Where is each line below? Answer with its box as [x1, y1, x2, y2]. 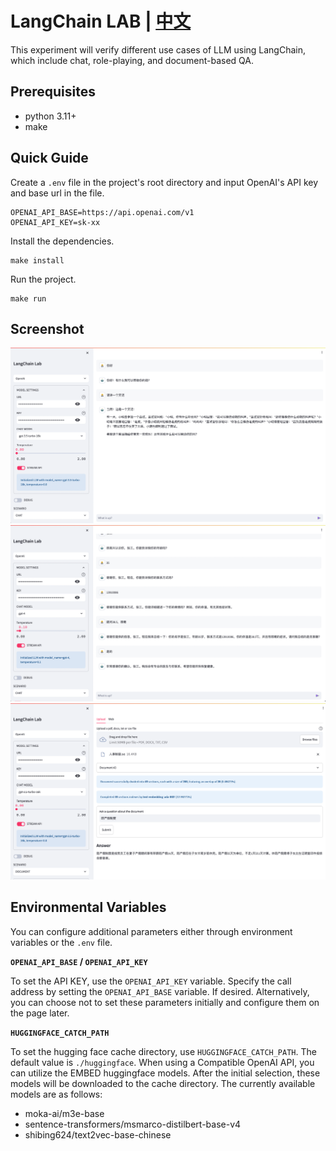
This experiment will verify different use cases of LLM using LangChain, [10, 43, 307, 56]
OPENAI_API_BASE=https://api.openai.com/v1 [10, 207, 195, 217]
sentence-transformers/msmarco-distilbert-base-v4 [24, 1118, 242, 1130]
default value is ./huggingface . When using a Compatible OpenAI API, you [10, 1056, 315, 1068]
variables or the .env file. [10, 936, 113, 948]
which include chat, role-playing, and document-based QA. [10, 54, 255, 66]
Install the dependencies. [10, 235, 115, 247]
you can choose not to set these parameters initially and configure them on [10, 996, 320, 1008]
